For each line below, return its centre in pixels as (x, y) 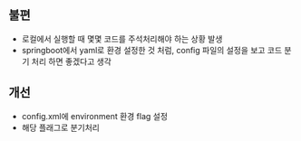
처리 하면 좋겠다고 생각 (72, 61)
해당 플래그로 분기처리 (61, 127)
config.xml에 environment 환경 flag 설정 (95, 116)
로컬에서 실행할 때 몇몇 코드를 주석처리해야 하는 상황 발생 (122, 39)
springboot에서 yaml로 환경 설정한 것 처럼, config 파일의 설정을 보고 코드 (152, 50)
